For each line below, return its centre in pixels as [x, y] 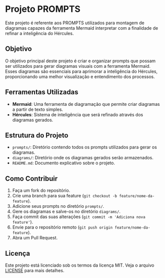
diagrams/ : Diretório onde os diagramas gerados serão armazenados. [83, 158]
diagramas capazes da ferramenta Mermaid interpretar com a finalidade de [82, 28]
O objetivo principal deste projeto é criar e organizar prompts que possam [80, 61]
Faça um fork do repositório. [41, 190]
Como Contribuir [31, 178]
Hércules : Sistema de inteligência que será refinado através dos [78, 114]
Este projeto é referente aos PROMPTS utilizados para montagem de [75, 23]
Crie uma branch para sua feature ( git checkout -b [64, 196]
